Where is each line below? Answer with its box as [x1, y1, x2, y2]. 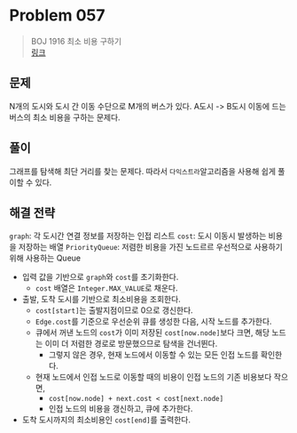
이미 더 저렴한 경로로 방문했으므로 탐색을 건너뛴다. [44, 339, 218, 349]
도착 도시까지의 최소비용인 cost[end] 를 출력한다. [21, 414, 191, 425]
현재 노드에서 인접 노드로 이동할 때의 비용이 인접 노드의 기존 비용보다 [35, 372, 272, 382]
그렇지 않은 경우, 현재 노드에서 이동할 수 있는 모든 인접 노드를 [48, 349, 259, 360]
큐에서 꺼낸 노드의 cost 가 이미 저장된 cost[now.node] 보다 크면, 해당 [35, 327, 270, 338]
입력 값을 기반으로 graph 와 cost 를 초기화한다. [21, 272, 179, 283]
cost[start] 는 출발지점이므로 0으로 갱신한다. [35, 305, 193, 316]
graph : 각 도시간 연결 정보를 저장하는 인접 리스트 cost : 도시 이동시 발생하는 [9, 230, 267, 241]
